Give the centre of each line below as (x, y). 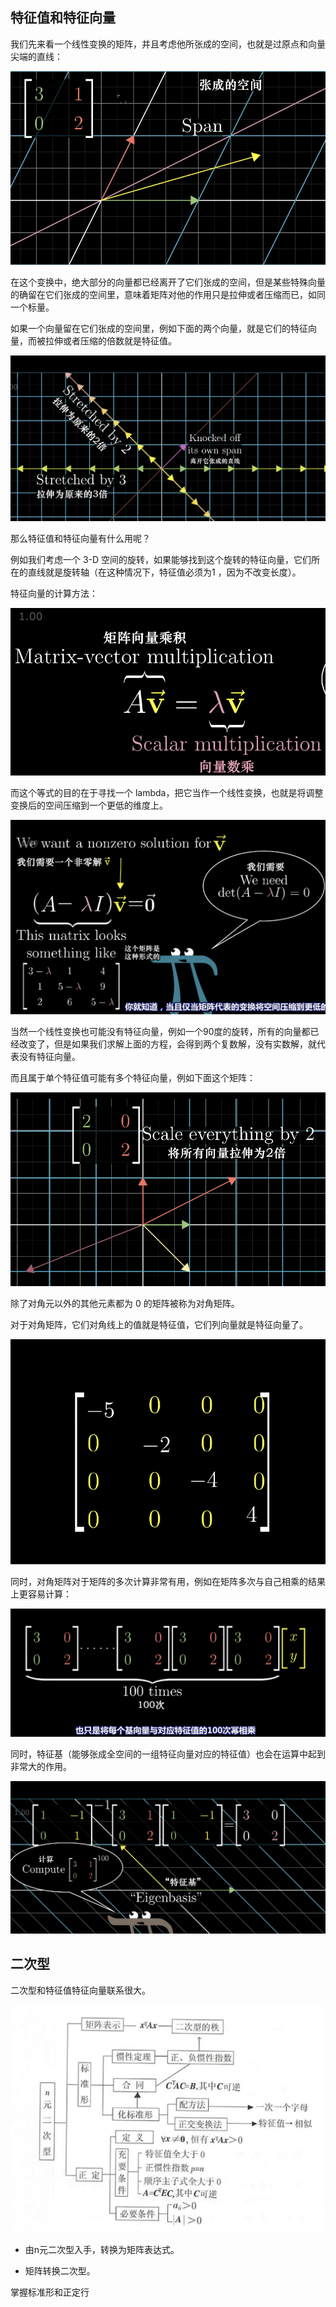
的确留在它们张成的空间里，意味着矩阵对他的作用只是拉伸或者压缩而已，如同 (168, 295)
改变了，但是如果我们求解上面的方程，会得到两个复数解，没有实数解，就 (167, 1044)
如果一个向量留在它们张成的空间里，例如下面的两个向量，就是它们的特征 (159, 329)
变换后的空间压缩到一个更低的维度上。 (89, 805)
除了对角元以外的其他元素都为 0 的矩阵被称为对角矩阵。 (125, 1303)
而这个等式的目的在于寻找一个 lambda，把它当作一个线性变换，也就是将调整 (167, 793)
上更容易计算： (41, 1594)
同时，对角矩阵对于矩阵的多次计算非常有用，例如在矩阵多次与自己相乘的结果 (168, 1582)
